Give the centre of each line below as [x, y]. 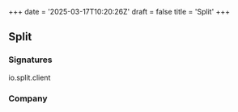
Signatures [30, 60]
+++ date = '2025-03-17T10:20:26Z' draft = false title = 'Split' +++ [119, 12]
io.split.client [30, 77]
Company [28, 98]
